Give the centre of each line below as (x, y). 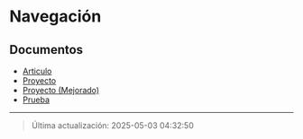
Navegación (55, 17)
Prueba (36, 100)
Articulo (37, 71)
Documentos (46, 50)
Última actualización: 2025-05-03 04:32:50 (112, 126)
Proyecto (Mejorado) (61, 90)
